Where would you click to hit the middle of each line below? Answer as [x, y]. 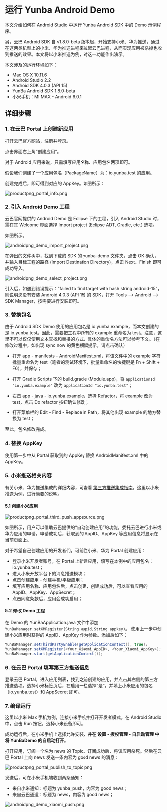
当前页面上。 [18, 540]
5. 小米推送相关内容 [29, 476]
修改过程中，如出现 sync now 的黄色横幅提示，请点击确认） [66, 345]
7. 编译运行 [18, 706]
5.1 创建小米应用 [22, 506]
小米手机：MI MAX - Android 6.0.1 [47, 96]
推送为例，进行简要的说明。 [34, 494]
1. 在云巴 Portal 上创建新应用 [39, 129]
